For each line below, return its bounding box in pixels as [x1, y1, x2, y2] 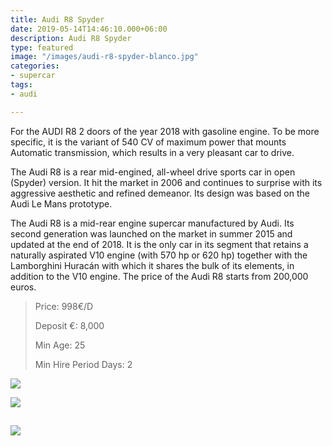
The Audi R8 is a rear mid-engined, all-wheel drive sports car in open [10, 166, 296, 178]
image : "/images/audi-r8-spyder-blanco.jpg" [10, 52, 199, 62]
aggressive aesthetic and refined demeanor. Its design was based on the [10, 187, 310, 199]
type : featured [10, 42, 74, 53]
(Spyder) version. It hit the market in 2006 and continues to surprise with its [10, 176, 323, 188]
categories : [10, 61, 60, 71]
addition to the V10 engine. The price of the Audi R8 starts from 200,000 [10, 270, 309, 282]
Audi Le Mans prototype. [10, 197, 113, 210]
